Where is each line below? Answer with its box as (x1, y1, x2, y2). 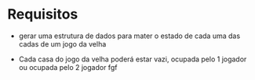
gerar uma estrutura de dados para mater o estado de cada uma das (18, 31, 241, 40)
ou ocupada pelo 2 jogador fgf (18, 62, 118, 71)
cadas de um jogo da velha (18, 39, 107, 48)
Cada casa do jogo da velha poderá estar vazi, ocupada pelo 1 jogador (18, 54, 247, 64)
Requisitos (7, 5, 78, 23)
